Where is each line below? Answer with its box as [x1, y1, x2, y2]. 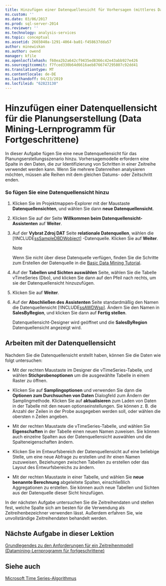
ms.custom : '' [5, 12, 35, 17]
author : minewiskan [5, 44, 45, 49]
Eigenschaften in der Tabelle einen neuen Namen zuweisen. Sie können [12, 428, 160, 434]
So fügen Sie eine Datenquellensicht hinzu [5, 189, 109, 196]
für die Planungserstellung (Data [5, 113, 142, 124]
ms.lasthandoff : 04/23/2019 [5, 76, 63, 81]
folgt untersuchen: [5, 357, 43, 363]
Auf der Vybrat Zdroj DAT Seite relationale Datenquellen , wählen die [12, 230, 154, 236]
